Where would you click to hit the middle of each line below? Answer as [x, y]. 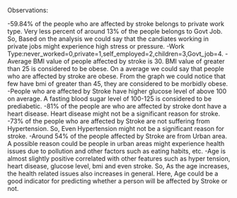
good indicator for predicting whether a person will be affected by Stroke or [117, 181]
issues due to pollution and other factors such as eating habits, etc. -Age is [117, 151]
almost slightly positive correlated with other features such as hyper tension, [119, 159]
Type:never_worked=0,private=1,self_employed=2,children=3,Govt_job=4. [116, 54]
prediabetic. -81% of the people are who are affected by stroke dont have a [117, 106]
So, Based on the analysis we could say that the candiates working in [108, 39]
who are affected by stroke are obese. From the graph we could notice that [117, 76]
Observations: [28, 10]
